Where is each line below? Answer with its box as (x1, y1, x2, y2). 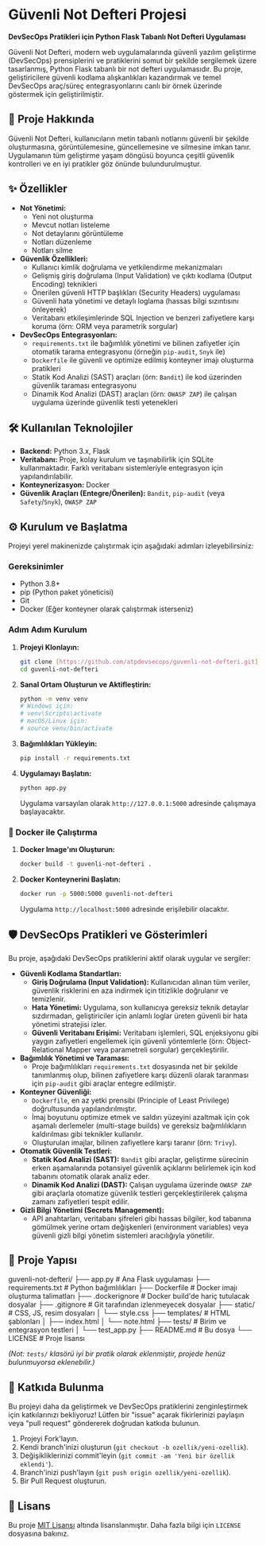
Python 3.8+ (19, 579, 61, 589)
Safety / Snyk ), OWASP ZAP (19, 497, 97, 506)
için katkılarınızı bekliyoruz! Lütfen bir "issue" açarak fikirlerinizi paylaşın (8, 1410, 245, 1420)
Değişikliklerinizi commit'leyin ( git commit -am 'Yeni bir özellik (19, 1451, 236, 1460)
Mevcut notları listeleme (31, 220, 110, 230)
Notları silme (31, 245, 73, 255)
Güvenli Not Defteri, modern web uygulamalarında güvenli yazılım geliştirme (8, 47, 256, 56)
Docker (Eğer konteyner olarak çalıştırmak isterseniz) (19, 604, 194, 614)
